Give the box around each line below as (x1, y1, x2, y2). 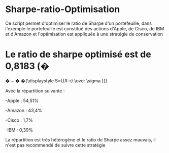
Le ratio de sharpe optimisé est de (5, 49, 151, 60)
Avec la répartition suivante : (5, 87, 65, 94)
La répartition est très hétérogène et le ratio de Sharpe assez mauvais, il (5, 136, 156, 142)
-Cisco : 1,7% (5, 117, 33, 123)
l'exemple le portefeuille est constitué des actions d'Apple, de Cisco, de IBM (5, 25, 164, 31)
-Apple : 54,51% (5, 97, 39, 104)
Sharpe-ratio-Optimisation (5, 4, 120, 15)
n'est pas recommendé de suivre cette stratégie (5, 142, 106, 148)
